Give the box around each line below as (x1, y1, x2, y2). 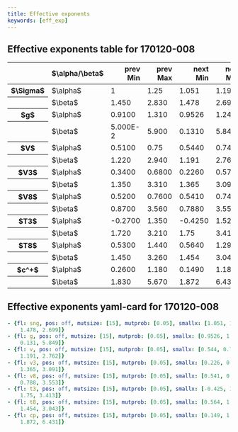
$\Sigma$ (11, 86, 45, 96)
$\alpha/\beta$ (51, 69, 104, 79)
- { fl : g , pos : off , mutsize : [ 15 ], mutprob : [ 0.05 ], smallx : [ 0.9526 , (7, 333, 224, 340)
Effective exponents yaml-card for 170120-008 (7, 301, 220, 313)
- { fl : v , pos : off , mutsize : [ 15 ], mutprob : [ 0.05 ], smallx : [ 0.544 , (7, 346, 221, 353)
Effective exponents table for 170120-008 (7, 43, 195, 55)
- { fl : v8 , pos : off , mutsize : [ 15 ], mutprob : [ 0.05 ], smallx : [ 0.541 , (7, 373, 224, 380)
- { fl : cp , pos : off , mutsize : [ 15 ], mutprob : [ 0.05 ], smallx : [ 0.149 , (7, 411, 224, 419)
